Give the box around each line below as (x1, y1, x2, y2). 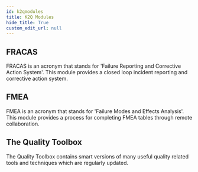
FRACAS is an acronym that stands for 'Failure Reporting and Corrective (6, 62, 181, 70)
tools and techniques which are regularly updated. (6, 159, 129, 166)
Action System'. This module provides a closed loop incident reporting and (6, 69, 188, 76)
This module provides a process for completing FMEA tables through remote (6, 114, 193, 121)
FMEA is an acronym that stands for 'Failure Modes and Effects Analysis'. (6, 107, 184, 115)
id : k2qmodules (6, 8, 44, 15)
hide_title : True (6, 19, 49, 25)
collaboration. (6, 120, 40, 127)
